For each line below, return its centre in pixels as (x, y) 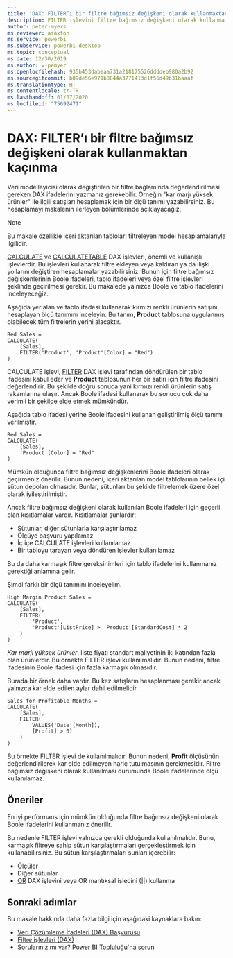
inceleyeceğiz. (28, 293)
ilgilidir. (17, 243)
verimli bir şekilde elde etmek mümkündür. (68, 401)
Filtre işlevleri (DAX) (46, 940)
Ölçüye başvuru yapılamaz (55, 536)
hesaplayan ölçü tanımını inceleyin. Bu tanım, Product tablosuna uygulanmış (116, 314)
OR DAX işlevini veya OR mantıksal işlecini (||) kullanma (96, 880)
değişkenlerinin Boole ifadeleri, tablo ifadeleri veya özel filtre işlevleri (105, 279)
